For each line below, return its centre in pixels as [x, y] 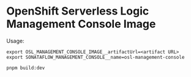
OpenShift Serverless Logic [78, 11]
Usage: [15, 41]
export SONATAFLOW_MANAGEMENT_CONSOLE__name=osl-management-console [95, 57]
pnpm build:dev [26, 68]
